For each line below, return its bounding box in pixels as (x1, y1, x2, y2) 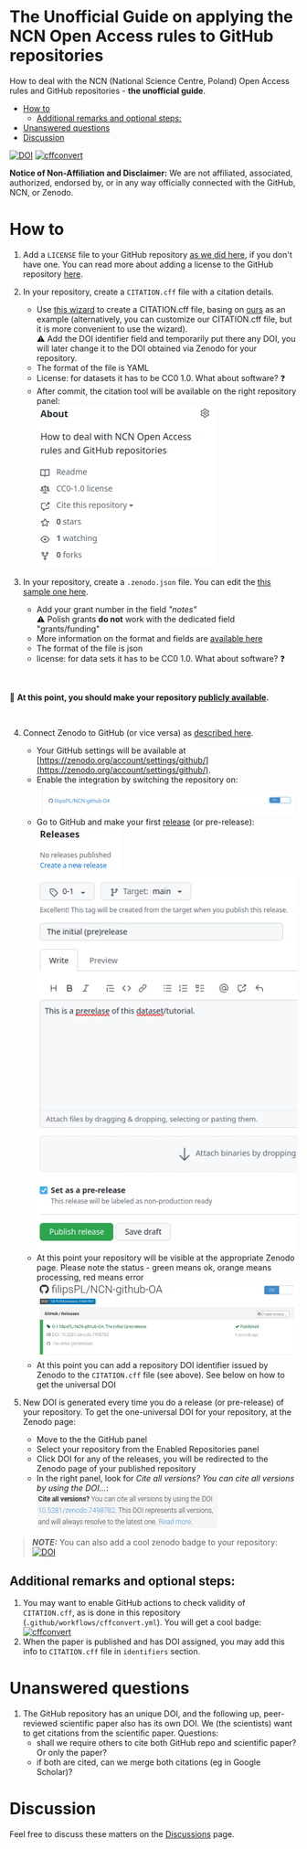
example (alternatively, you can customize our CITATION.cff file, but (36, 313, 292, 324)
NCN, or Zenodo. (9, 186, 74, 197)
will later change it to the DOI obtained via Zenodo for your (36, 343, 258, 354)
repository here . (22, 268, 84, 280)
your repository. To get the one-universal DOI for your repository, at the (22, 1407, 292, 1418)
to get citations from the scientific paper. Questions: (22, 1727, 219, 1738)
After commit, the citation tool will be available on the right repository (36, 386, 297, 397)
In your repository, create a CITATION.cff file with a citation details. (22, 286, 274, 297)
